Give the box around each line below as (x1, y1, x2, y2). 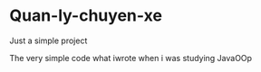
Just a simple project (9, 35, 88, 46)
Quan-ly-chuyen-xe (9, 5, 163, 26)
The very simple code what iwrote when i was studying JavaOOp (9, 52, 252, 63)
